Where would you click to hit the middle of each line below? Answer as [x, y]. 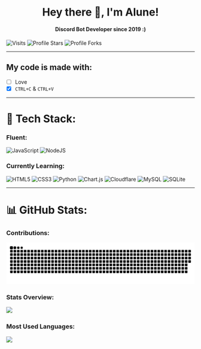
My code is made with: [49, 67]
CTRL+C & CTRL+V [34, 89]
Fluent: [17, 138]
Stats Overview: [30, 297]
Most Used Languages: [41, 327]
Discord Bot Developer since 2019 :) [100, 29]
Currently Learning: [35, 166]
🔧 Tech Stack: [41, 119]
